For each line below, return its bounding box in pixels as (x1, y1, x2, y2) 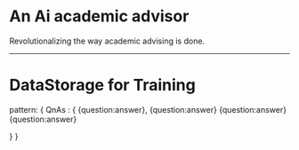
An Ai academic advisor (9, 6, 190, 27)
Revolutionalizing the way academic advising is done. (9, 36, 206, 46)
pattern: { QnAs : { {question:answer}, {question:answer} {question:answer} (9, 104, 287, 114)
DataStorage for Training (9, 75, 196, 95)
